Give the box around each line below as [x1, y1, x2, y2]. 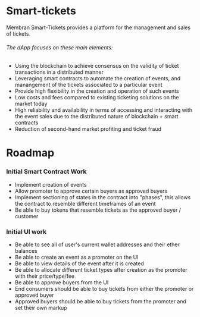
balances [14, 247, 37, 254]
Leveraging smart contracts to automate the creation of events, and [14, 75, 181, 82]
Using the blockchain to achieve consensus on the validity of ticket [14, 62, 179, 70]
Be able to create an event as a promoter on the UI [14, 253, 139, 260]
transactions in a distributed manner [14, 68, 104, 76]
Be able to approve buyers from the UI [14, 278, 109, 286]
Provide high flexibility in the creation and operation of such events [14, 87, 180, 95]
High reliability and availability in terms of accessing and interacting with [14, 106, 192, 114]
